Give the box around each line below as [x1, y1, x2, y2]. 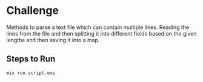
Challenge [6, 4, 59, 17]
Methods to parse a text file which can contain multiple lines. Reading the [6, 24, 190, 31]
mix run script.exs [6, 70, 56, 76]
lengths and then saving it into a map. [6, 36, 100, 43]
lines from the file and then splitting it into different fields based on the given [6, 30, 197, 37]
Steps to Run [6, 54, 56, 64]
